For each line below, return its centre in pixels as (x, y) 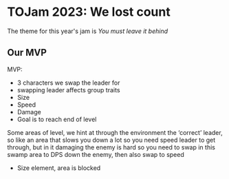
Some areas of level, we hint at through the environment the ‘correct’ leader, (115, 132)
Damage (29, 112)
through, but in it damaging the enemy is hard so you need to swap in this (111, 147)
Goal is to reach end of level (57, 119)
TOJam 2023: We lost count (89, 12)
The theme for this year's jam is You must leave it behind (88, 31)
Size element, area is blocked (59, 168)
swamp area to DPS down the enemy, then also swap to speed (96, 154)
